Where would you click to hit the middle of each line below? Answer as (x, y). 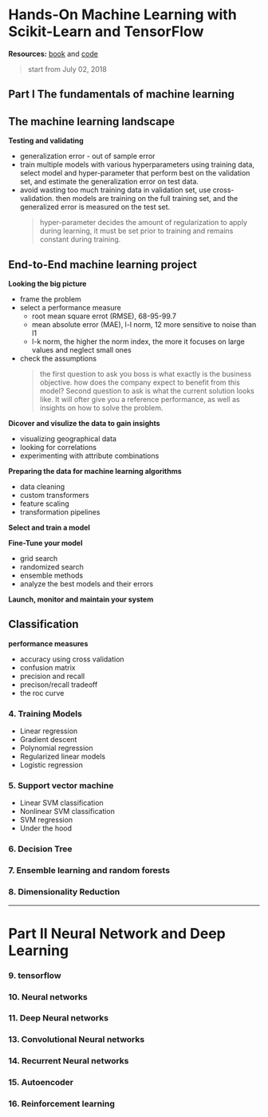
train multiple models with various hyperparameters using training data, (137, 164)
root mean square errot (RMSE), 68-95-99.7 (104, 316)
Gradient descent (48, 740)
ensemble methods (51, 575)
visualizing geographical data (68, 438)
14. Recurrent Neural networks (69, 1061)
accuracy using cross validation (72, 659)
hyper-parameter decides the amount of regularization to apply (143, 223)
